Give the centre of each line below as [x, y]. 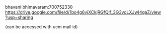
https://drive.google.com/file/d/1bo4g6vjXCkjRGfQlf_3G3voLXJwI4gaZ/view [83, 12]
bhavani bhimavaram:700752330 [39, 7]
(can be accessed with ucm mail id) [41, 27]
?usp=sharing [19, 17]
